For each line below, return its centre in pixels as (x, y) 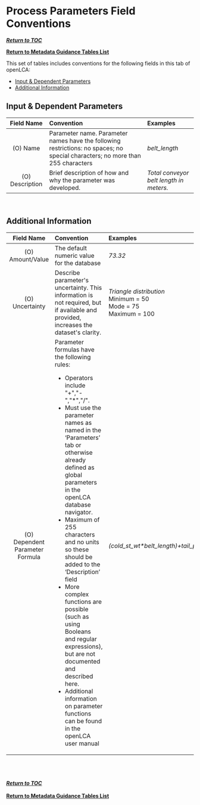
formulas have (75, 349)
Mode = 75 (124, 306)
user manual (82, 743)
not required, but (78, 303)
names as (78, 422)
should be (79, 557)
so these (77, 549)
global (73, 474)
